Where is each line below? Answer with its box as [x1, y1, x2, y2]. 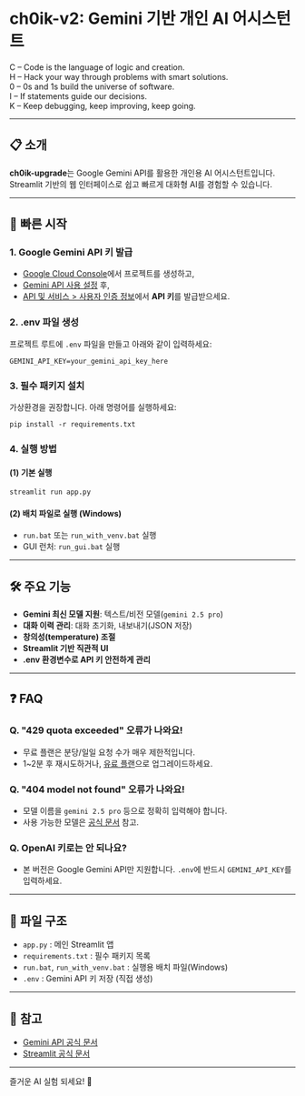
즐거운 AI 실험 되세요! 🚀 [9, 1076, 93, 1087]
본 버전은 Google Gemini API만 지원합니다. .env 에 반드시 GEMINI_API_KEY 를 [22, 864, 292, 875]
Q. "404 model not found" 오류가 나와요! [9, 783, 185, 796]
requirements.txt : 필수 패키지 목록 [22, 950, 152, 961]
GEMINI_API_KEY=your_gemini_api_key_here [9, 357, 169, 366]
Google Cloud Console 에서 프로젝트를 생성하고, [22, 268, 195, 279]
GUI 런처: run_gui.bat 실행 [22, 541, 121, 552]
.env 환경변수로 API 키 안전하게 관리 [22, 654, 152, 665]
